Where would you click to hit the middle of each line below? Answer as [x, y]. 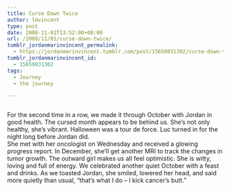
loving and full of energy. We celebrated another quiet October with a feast [113, 166]
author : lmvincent [33, 20]
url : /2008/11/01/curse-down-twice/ [59, 39]
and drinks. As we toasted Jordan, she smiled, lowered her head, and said [112, 173]
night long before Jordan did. [48, 137]
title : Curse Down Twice [43, 13]
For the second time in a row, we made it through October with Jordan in [110, 115]
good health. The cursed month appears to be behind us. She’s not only [109, 122]
